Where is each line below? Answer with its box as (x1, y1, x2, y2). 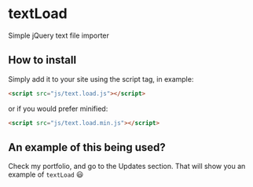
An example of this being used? (8, 141, 167, 154)
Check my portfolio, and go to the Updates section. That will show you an (8, 162, 246, 171)
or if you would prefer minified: (8, 104, 108, 113)
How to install (8, 53, 77, 67)
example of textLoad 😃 (8, 170, 84, 179)
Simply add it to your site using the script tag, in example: (8, 74, 194, 83)
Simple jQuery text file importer (8, 31, 110, 40)
